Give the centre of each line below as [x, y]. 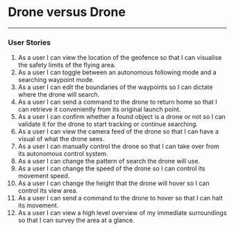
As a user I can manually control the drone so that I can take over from [118, 146]
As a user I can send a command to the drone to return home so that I [117, 102]
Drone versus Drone [67, 12]
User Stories [30, 42]
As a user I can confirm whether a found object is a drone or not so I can [122, 117]
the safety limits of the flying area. [67, 65]
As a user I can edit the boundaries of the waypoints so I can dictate [115, 87]
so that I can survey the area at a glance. [76, 221]
